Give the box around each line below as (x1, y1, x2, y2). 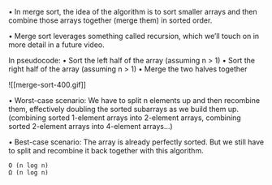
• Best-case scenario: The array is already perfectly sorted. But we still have (8, 137, 265, 147)
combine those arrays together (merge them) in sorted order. (8, 15, 213, 25)
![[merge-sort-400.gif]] (8, 80, 87, 89)
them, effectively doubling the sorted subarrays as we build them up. (8, 105, 240, 114)
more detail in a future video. (8, 40, 106, 49)
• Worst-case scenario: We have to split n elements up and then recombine (8, 96, 261, 105)
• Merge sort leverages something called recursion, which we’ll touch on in (8, 32, 260, 41)
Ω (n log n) (8, 169, 49, 177)
